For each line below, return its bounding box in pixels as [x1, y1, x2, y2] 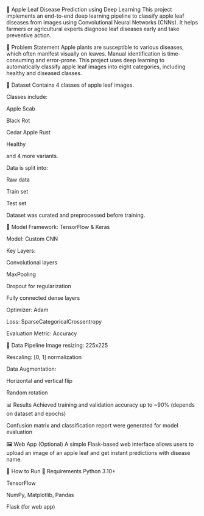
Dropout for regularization [6, 283, 72, 289]
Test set [6, 200, 27, 207]
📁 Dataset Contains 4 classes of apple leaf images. [6, 81, 134, 89]
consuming [6, 57, 35, 64]
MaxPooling [6, 271, 37, 278]
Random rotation [6, 389, 48, 396]
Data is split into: [6, 164, 48, 171]
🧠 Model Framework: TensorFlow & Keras [6, 223, 110, 230]
